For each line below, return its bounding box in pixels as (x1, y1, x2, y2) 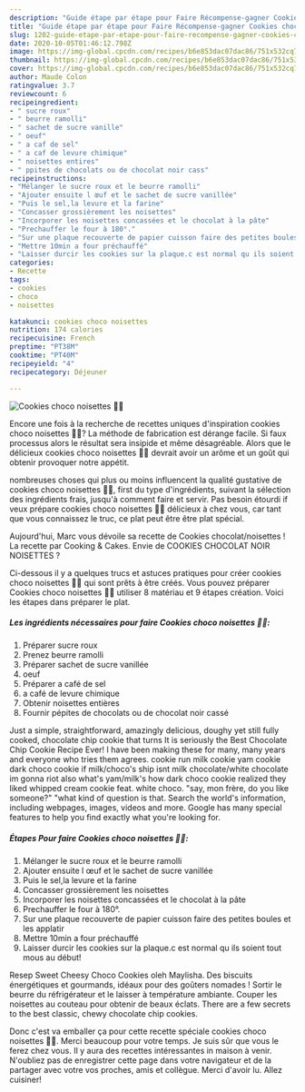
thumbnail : (9, 55, 51, 65)
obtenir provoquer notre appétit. (9, 456, 130, 468)
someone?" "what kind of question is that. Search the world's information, (9, 792, 286, 804)
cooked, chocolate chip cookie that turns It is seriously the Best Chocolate (9, 735, 288, 746)
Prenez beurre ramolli (22, 650, 104, 660)
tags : (9, 275, 30, 284)
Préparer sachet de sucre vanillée (22, 660, 150, 670)
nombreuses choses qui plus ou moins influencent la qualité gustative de (9, 474, 282, 485)
